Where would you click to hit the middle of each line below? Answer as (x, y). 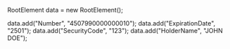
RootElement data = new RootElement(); (65, 10)
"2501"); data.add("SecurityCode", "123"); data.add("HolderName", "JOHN (115, 31)
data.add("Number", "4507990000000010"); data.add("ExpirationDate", (111, 23)
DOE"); (18, 38)
